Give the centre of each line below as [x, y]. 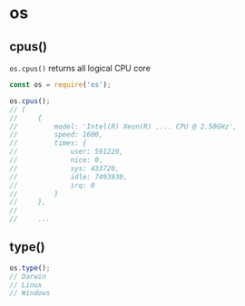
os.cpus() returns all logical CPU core [80, 68]
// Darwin [28, 276]
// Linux [26, 285]
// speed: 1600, [56, 135]
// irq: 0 [52, 185]
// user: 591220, [67, 152]
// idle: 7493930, [69, 177]
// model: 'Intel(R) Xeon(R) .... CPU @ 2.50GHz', [123, 126]
